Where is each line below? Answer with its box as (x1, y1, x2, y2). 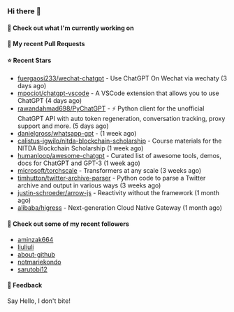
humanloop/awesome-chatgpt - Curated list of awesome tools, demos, (17, 152, 222, 160)
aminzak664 (17, 235, 54, 243)
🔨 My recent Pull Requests (7, 40, 85, 48)
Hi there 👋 (7, 6, 42, 16)
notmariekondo (17, 257, 61, 266)
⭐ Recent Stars (7, 56, 52, 64)
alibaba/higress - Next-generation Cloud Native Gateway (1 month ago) (17, 204, 222, 212)
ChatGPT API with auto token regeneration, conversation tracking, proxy (17, 115, 226, 123)
